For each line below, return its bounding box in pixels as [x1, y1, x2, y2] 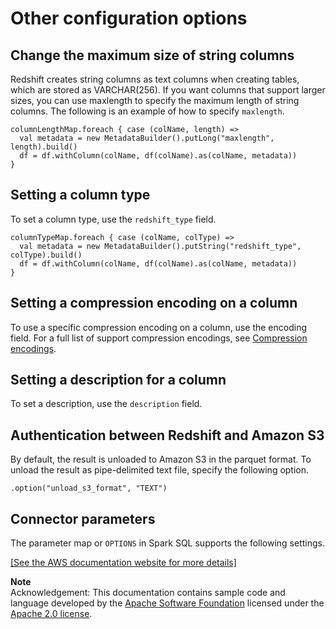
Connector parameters [10, 510, 156, 527]
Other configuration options [10, 7, 248, 30]
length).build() [10, 142, 78, 152]
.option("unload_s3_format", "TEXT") [10, 483, 168, 494]
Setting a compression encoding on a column [10, 295, 298, 312]
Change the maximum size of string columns [10, 47, 295, 64]
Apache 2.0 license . [10, 608, 93, 620]
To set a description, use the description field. [10, 398, 203, 410]
